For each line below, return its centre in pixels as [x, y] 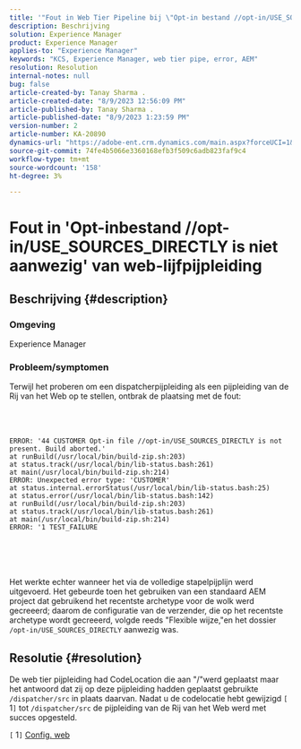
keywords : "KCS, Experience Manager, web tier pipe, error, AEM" [133, 59]
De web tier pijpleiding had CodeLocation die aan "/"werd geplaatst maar [144, 680]
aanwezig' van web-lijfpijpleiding [136, 266]
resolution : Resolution [54, 68]
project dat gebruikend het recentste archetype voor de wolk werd [132, 601]
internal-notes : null [50, 76]
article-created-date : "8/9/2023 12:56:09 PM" [98, 101]
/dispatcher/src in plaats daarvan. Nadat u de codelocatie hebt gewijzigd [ [149, 699]
